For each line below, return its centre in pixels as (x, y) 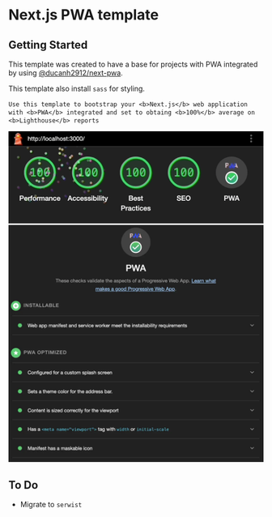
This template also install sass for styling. (77, 88)
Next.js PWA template (84, 15)
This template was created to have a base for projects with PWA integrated (133, 64)
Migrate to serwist (51, 505)
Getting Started (48, 45)
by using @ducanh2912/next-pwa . (66, 73)
